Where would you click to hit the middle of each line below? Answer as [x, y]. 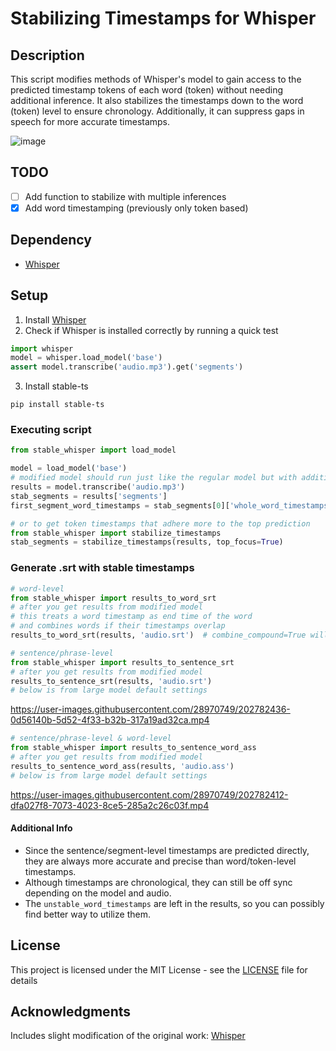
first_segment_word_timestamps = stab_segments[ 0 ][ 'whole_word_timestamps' [171, 505]
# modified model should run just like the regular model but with [154, 478]
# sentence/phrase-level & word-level [91, 738]
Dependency [51, 240]
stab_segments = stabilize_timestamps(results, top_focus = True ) [147, 542]
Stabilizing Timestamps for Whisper [163, 18]
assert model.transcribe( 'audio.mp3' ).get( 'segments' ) [127, 367]
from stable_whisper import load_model [93, 450]
